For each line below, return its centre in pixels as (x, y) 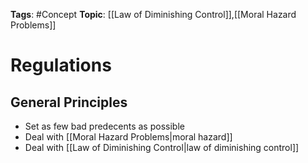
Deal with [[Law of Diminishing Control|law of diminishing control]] (162, 147)
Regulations (61, 65)
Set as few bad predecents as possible (104, 126)
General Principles (69, 102)
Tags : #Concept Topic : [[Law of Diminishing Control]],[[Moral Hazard (153, 14)
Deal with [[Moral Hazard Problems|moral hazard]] (128, 137)
